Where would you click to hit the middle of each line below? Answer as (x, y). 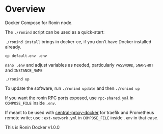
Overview (25, 9)
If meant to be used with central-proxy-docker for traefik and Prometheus (80, 112)
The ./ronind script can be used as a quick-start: (55, 32)
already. (13, 47)
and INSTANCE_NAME (24, 70)
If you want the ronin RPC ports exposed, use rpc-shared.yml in (69, 98)
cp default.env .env (26, 56)
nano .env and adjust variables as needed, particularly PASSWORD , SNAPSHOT (79, 65)
